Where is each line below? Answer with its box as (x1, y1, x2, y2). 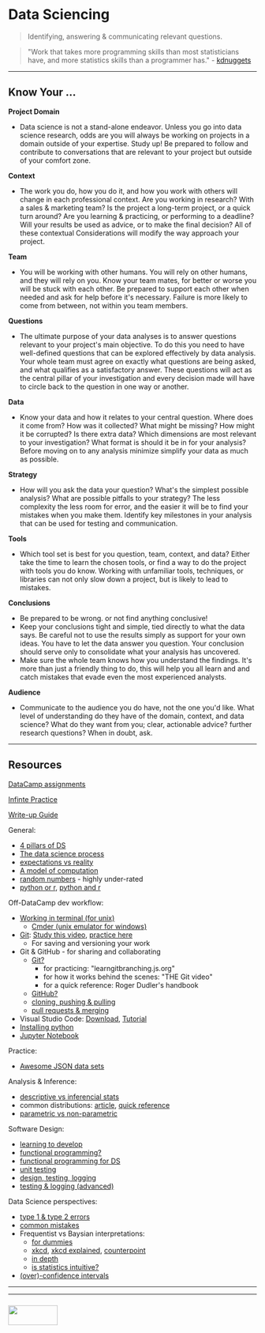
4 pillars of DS (19, 840, 66, 850)
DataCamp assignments (8, 779, 86, 789)
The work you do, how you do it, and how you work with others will (19, 186, 238, 195)
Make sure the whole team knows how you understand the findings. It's (19, 655, 252, 665)
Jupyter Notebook (19, 1030, 79, 1040)
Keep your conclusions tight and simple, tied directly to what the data (19, 622, 245, 631)
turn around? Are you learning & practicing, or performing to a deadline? (19, 211, 255, 220)
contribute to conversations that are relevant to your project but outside (19, 147, 252, 156)
